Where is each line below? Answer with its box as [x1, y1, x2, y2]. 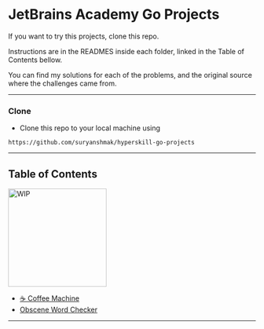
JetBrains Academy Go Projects [8, 5, 220, 24]
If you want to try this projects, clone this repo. [8, 31, 159, 41]
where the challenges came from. [8, 79, 117, 88]
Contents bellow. [8, 55, 63, 64]
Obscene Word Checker [19, 305, 98, 315]
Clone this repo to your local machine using [19, 123, 161, 133]
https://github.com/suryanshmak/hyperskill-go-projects [8, 139, 195, 147]
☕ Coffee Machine [19, 294, 80, 303]
